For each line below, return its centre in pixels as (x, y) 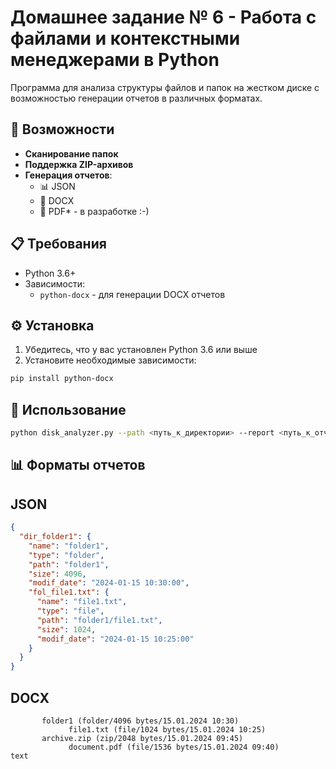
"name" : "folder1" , (69, 546)
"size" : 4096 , (57, 574)
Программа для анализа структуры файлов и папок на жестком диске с (165, 87)
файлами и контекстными (125, 38)
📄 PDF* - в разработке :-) (94, 211)
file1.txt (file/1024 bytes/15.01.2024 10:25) (167, 729)
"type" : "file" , (70, 611)
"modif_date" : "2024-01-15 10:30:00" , (109, 583)
